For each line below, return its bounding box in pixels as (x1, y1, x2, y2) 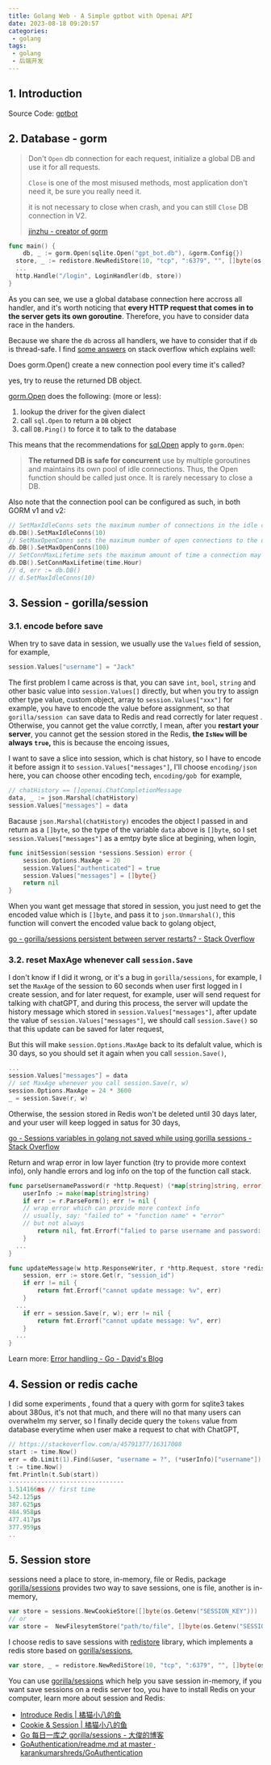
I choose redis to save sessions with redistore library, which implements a (8, 1636, 253, 1647)
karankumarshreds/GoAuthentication (19, 1747, 144, 1757)
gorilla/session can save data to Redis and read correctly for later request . (8, 712, 263, 722)
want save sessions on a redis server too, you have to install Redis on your (8, 1684, 256, 1694)
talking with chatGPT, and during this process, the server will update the (8, 999, 248, 1008)
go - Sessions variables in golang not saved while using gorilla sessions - (8, 1133, 252, 1143)
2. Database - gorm (8, 132, 107, 146)
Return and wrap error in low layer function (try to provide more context (8, 1157, 247, 1167)
